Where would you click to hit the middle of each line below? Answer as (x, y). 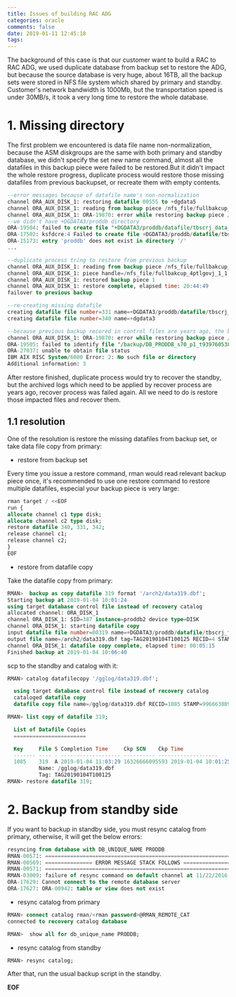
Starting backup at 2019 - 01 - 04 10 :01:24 (67, 600)
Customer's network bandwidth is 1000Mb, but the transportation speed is (115, 90)
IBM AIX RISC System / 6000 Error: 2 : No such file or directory (102, 358)
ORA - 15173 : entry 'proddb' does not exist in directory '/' (97, 241)
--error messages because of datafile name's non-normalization (103, 195)
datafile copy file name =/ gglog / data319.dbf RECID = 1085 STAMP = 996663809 (122, 704)
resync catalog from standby (59, 947)
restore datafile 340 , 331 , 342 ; (56, 528)
